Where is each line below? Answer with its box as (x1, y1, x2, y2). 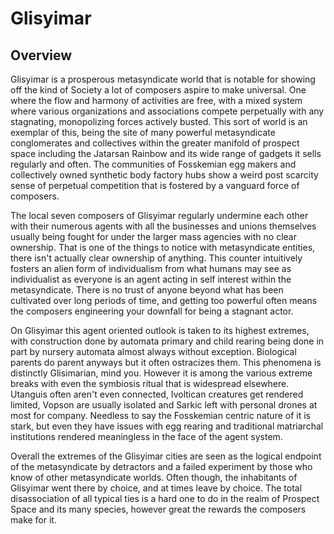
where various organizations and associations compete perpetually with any (10, 105, 325, 117)
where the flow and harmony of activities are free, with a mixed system (10, 95, 303, 106)
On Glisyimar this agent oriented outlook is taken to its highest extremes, (10, 325, 310, 336)
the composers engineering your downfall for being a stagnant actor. (10, 305, 294, 317)
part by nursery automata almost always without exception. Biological (10, 346, 297, 357)
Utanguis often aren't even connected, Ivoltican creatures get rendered (10, 388, 304, 400)
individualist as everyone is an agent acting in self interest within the (10, 273, 292, 285)
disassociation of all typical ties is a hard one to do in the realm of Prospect (10, 493, 320, 504)
